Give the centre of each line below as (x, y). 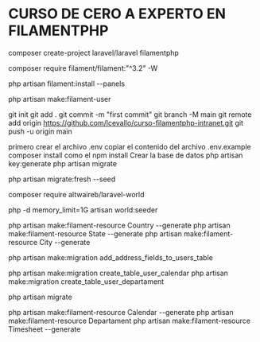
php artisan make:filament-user (60, 99)
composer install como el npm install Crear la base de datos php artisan (126, 155)
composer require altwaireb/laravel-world (76, 194)
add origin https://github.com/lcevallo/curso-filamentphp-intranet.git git (126, 122)
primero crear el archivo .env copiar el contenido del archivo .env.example (130, 146)
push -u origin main (41, 131)
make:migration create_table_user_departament (86, 281)
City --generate (65, 242)
